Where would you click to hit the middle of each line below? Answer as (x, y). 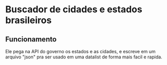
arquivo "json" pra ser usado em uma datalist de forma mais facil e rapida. (84, 57)
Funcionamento (31, 39)
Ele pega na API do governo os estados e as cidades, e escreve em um (80, 51)
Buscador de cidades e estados (74, 9)
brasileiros (29, 20)
